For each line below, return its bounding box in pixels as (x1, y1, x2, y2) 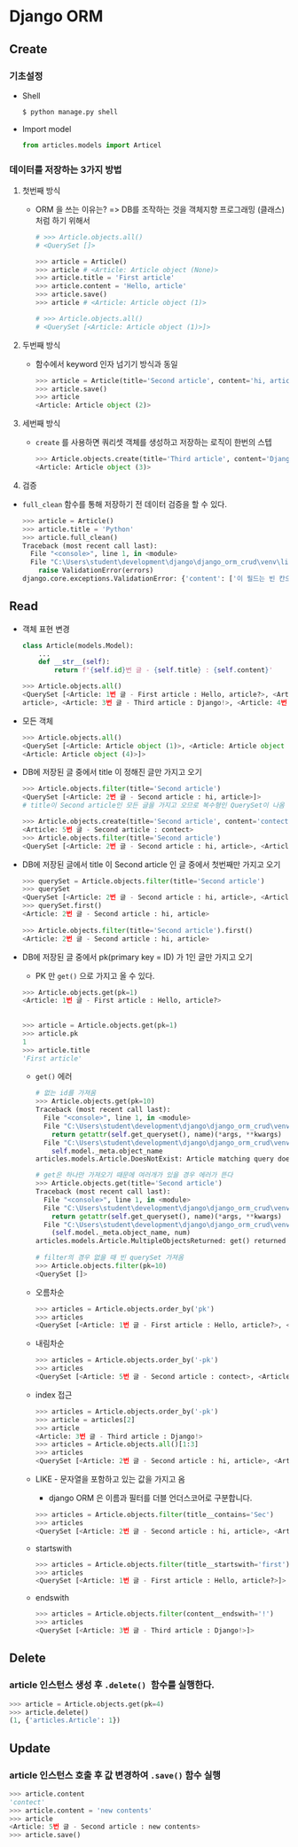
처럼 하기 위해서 (35, 215, 90, 225)
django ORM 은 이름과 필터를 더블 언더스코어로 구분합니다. (48, 1492, 253, 1504)
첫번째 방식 (21, 184, 61, 196)
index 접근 (35, 1389, 73, 1400)
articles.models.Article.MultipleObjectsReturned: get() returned (35, 1237, 286, 1246)
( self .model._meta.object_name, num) (51, 1228, 191, 1238)
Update (9, 1741, 51, 1756)
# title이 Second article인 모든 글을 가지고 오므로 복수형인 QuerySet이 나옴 (21, 801, 286, 810)
